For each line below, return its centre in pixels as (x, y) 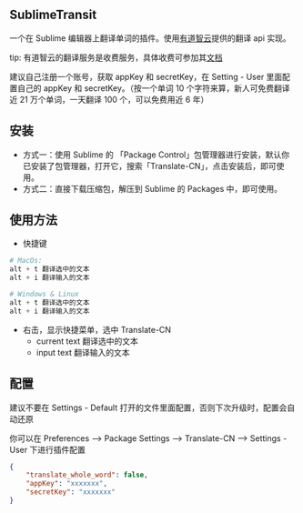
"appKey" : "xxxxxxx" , (66, 484)
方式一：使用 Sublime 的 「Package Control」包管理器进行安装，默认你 (156, 155)
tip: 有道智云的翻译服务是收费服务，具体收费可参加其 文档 (116, 57)
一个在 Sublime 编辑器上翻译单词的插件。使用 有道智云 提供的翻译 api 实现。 (150, 38)
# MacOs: (26, 261)
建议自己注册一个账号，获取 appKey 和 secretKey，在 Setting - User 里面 (146, 76)
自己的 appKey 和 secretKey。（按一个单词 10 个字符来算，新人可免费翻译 (153, 88)
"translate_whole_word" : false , (87, 475)
